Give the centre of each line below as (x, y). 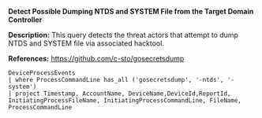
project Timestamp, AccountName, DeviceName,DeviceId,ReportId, (123, 94)
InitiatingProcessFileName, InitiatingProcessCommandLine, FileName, (125, 101)
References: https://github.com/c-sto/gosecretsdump (96, 59)
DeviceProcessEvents (42, 73)
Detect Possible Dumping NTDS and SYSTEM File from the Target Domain (131, 11)
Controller (25, 20)
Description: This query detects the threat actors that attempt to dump (124, 35)
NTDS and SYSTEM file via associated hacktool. (86, 43)
